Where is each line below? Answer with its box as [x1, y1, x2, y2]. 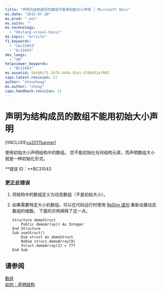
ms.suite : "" [5, 20, 32, 26]
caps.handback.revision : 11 [5, 89, 62, 93]
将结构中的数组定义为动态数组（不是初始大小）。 [12, 191, 108, 197]
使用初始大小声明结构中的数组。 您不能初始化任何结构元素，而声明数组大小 [5, 149, 155, 156]
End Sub [12, 247, 28, 252]
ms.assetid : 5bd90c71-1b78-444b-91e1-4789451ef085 [5, 71, 110, 75]
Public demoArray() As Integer [21, 222, 84, 227]
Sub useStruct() [12, 230, 45, 235]
